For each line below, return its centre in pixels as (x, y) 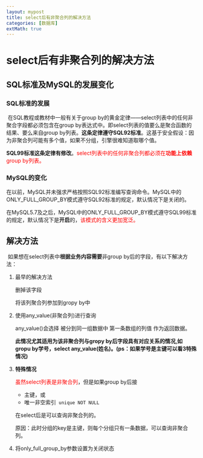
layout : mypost (25, 12)
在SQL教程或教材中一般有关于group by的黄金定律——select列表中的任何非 (100, 118)
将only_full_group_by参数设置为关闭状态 (65, 448)
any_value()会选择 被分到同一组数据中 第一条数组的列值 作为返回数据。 (103, 328)
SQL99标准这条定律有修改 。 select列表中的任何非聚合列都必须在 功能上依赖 (99, 153)
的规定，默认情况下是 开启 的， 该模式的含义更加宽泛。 (72, 220)
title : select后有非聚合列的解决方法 (49, 18)
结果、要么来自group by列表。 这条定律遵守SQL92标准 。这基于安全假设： (98, 133)
